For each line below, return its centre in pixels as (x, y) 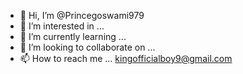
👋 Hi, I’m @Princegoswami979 (82, 15)
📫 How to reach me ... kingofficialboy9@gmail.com (126, 58)
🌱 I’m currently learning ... (73, 36)
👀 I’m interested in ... (62, 26)
